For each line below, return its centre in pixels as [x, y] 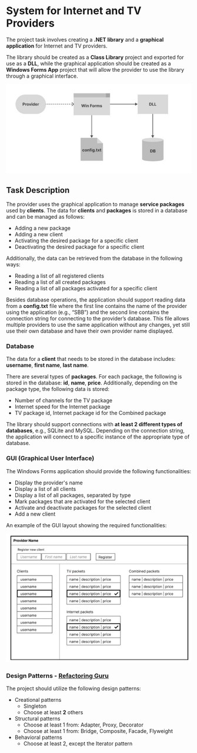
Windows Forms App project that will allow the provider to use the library [95, 69]
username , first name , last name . [48, 365]
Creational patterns [38, 700]
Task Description [38, 190]
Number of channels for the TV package [64, 400]
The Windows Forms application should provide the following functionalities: [99, 471]
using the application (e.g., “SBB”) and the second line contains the [88, 312]
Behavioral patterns [39, 737]
